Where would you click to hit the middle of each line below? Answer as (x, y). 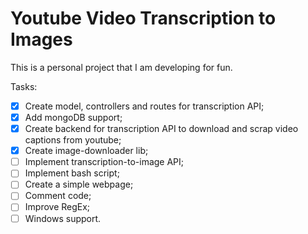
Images (41, 39)
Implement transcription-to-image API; (104, 162)
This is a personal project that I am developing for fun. (121, 67)
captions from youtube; (73, 140)
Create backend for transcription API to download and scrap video (161, 129)
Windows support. (63, 218)
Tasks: (24, 86)
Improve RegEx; (57, 207)
